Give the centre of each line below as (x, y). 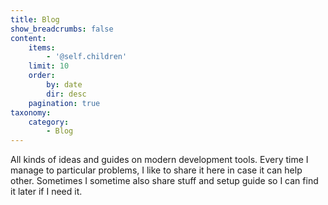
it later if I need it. (46, 192)
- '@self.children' (87, 57)
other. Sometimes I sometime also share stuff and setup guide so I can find (164, 181)
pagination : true (64, 103)
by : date (64, 85)
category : (49, 122)
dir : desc (66, 94)
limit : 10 (49, 66)
